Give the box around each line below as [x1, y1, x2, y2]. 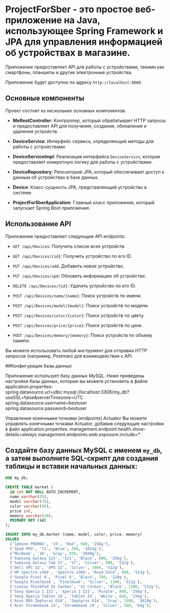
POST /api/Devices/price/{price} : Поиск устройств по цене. [12, 322, 143, 328]
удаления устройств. [12, 128, 59, 134]
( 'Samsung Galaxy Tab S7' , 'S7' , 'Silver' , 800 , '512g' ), [10, 560, 136, 566]
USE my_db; [5, 476, 29, 481]
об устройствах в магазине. [5, 47, 131, 59]
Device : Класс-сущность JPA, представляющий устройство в [12, 184, 147, 190]
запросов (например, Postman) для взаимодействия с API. [5, 353, 133, 359]
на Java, [64, 14, 100, 26]
